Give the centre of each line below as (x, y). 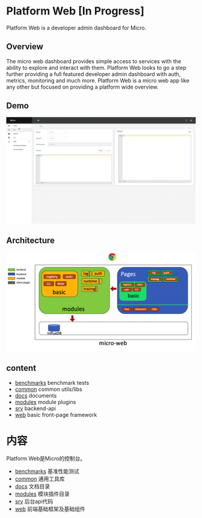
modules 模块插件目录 (42, 494)
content (21, 368)
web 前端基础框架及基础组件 (50, 509)
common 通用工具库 (40, 479)
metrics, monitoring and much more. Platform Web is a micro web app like (98, 80)
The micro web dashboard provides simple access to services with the (94, 61)
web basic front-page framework (56, 414)
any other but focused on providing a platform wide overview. (82, 87)
